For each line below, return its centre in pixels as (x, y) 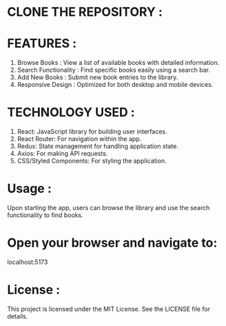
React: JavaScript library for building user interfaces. (92, 132)
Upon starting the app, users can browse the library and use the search (109, 208)
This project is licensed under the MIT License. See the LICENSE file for (109, 309)
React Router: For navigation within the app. (79, 139)
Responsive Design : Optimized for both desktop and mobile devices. (115, 85)
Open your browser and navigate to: (112, 243)
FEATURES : (42, 44)
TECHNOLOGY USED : (71, 113)
